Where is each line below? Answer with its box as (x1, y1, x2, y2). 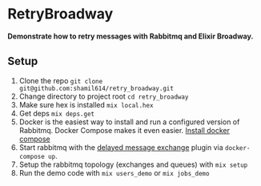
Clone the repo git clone (18, 75, 103, 85)
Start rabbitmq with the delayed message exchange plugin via (18, 142, 223, 152)
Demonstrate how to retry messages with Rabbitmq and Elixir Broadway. (7, 31, 254, 41)
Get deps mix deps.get (18, 108, 95, 118)
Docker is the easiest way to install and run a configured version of (18, 117, 240, 127)
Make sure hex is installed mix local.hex (18, 99, 154, 109)
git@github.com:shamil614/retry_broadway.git (18, 84, 174, 92)
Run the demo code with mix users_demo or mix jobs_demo (18, 168, 210, 177)
